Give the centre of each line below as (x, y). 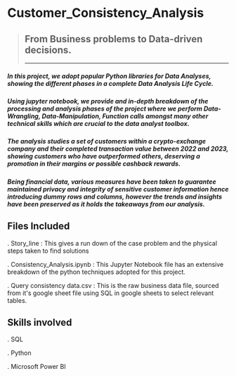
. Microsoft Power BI (37, 367)
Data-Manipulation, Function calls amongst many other (125, 116)
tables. (17, 300)
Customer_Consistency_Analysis (106, 13)
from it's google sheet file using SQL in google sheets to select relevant (111, 293)
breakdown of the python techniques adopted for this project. (97, 272)
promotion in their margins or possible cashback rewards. (94, 164)
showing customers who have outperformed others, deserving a (104, 156)
